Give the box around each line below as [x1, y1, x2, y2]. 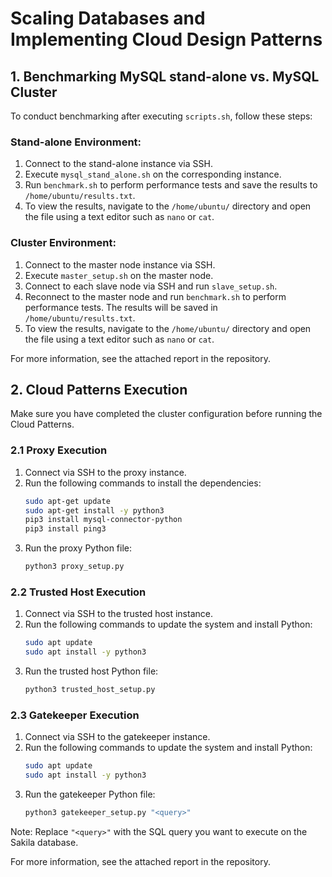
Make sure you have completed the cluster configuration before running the [10, 408, 323, 420]
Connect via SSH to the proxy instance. [24, 466, 187, 478]
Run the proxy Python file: [24, 542, 133, 554]
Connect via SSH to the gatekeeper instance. [24, 731, 211, 743]
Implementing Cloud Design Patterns [10, 28, 323, 51]
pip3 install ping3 [24, 524, 107, 534]
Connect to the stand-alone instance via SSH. [24, 158, 213, 170]
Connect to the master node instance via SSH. [24, 258, 216, 271]
